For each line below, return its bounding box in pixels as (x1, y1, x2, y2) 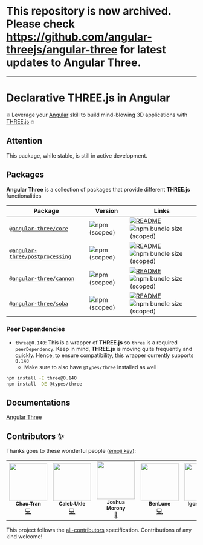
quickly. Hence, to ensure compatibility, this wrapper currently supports (14, 352, 194, 359)
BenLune (149, 500, 171, 507)
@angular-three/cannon (9, 275, 74, 282)
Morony (106, 505, 126, 512)
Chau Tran (15, 500, 41, 507)
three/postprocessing (9, 253, 71, 260)
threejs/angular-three (6, 43, 118, 57)
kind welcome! (6, 533, 43, 540)
